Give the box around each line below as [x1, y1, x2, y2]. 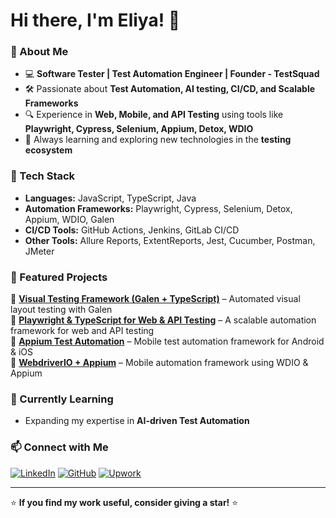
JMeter [24, 245, 55, 257]
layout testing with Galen [10, 304, 113, 316]
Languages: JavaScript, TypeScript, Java [24, 192, 197, 204]
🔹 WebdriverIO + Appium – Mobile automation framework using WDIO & [10, 357, 309, 369]
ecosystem [24, 144, 73, 156]
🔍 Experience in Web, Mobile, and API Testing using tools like [24, 109, 284, 121]
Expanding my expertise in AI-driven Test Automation [24, 415, 250, 427]
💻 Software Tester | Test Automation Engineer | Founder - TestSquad [24, 68, 320, 80]
